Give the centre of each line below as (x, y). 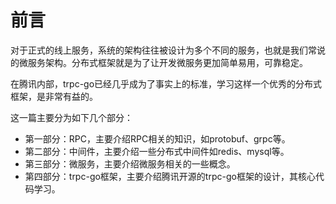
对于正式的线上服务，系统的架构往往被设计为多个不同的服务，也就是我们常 (163, 50)
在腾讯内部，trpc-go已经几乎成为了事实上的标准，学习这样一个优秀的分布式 (166, 83)
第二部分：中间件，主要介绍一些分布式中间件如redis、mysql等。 (157, 151)
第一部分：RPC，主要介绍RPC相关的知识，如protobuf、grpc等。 (157, 138)
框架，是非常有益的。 (54, 96)
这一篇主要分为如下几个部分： (71, 117)
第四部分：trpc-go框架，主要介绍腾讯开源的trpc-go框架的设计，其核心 (170, 176)
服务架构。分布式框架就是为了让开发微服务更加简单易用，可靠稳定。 (167, 62)
